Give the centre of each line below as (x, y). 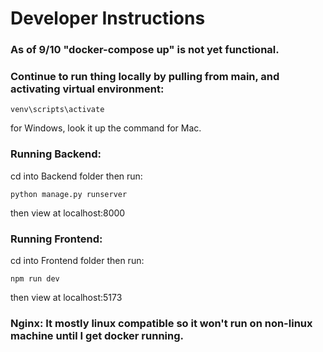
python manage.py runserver (69, 194)
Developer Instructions (108, 18)
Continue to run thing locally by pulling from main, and (145, 77)
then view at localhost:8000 (68, 213)
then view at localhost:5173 (66, 297)
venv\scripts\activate (57, 110)
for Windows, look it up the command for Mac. (106, 128)
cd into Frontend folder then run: (77, 260)
